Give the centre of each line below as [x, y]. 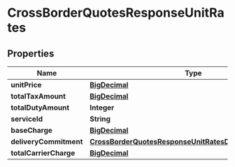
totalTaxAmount [38, 96]
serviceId [27, 119]
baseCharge [31, 130]
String [100, 119]
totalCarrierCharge [43, 153]
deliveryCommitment [47, 141]
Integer [102, 108]
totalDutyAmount [40, 108]
